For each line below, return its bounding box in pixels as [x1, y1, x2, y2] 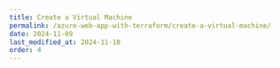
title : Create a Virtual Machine [9, 12, 133, 22]
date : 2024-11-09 [9, 29, 74, 38]
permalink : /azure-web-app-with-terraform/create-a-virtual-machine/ [9, 21, 272, 30]
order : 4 [9, 46, 42, 55]
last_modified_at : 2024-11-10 [9, 37, 121, 47]
